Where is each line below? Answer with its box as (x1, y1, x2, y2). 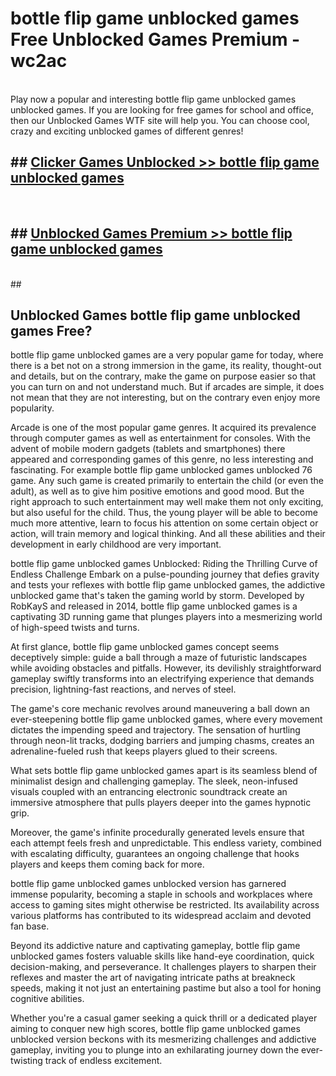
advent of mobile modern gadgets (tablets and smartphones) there (10, 443, 286, 455)
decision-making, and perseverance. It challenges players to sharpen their (10, 961, 317, 973)
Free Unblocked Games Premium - (10, 28, 301, 51)
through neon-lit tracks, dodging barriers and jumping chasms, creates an (10, 735, 315, 747)
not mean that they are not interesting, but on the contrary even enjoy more (10, 392, 321, 404)
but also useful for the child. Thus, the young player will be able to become (10, 507, 318, 519)
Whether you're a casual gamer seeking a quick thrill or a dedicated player (10, 1012, 318, 1024)
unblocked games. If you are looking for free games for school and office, (10, 103, 314, 116)
